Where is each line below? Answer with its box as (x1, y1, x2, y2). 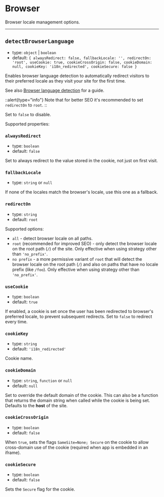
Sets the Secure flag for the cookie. (5, 486, 76, 492)
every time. (5, 318, 28, 325)
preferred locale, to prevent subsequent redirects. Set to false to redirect (5, 313, 152, 319)
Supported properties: (5, 121, 50, 127)
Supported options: (5, 226, 44, 232)
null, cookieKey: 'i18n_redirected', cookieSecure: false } (12, 64, 137, 69)
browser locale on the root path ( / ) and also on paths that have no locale (12, 261, 159, 267)
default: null (12, 383, 38, 389)
